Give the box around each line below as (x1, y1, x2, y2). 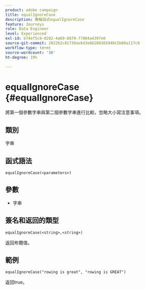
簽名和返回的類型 (5, 216, 59, 225)
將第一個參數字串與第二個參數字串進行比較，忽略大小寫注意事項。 (5, 109, 143, 115)
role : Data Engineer (5, 26, 49, 32)
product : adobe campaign (5, 7, 58, 13)
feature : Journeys (5, 21, 44, 27)
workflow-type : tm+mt (5, 45, 51, 50)
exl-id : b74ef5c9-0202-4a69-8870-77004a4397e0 (5, 36, 106, 41)
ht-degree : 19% (5, 54, 38, 60)
